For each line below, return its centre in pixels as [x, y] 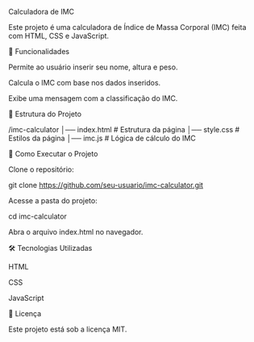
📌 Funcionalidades [39, 51]
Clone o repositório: [41, 169]
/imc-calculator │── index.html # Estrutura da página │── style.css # [124, 129]
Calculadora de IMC [42, 12]
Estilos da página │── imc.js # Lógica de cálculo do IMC [102, 138]
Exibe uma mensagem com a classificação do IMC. [93, 98]
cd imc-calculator [37, 216]
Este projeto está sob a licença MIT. [68, 329]
